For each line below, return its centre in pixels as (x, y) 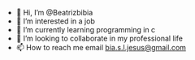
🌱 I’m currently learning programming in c (86, 30)
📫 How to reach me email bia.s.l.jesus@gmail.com (101, 47)
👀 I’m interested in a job (55, 21)
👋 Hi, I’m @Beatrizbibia (54, 13)
